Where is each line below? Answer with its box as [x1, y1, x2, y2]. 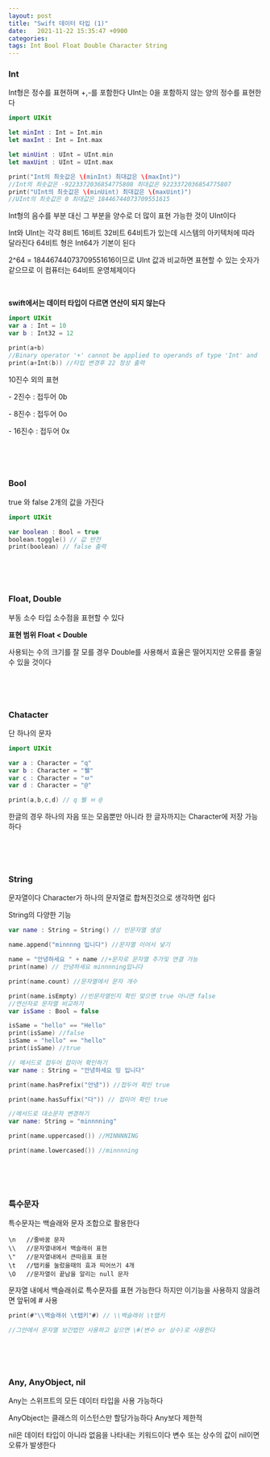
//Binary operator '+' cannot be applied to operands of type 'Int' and [8, 351, 258, 359]
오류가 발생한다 [8, 1440, 56, 1450]
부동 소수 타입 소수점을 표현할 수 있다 [8, 613, 125, 622]
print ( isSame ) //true [8, 1045, 81, 1053]
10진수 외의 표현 [8, 375, 59, 384]
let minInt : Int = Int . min [8, 128, 103, 137]
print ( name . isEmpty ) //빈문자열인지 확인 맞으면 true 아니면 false [8, 992, 216, 1000]
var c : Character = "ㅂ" [8, 774, 94, 782]
